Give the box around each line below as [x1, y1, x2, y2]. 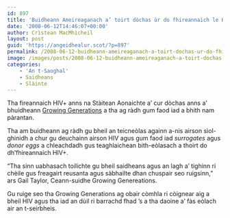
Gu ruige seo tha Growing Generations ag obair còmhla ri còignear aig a [7, 190, 210, 198]
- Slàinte [19, 80, 48, 87]
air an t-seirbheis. [7, 204, 57, 213]
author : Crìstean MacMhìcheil [7, 29, 94, 36]
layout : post [7, 36, 44, 43]
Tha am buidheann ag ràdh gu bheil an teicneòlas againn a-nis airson [7, 127, 203, 135]
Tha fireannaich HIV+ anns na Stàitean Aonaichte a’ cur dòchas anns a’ [7, 99, 207, 107]
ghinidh [7, 134, 29, 143]
